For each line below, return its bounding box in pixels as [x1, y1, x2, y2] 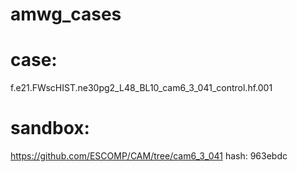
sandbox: [10, 117, 90, 140]
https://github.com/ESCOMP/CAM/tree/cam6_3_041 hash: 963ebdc [10, 150, 288, 162]
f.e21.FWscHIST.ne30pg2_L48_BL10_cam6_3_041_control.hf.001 [10, 82, 273, 94]
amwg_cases [10, 3, 122, 26]
